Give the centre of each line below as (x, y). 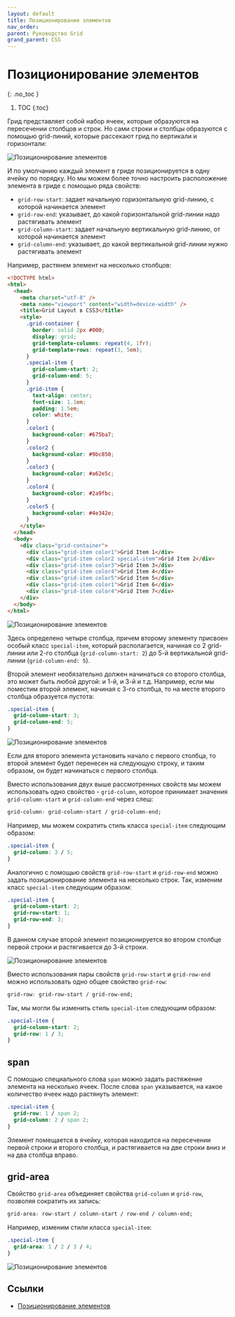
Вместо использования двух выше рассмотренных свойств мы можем (114, 784)
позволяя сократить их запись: (54, 1201)
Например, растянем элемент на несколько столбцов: (89, 265)
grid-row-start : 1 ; (42, 913)
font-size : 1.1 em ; (59, 402)
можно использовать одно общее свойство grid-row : (87, 981)
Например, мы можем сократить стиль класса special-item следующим (116, 825)
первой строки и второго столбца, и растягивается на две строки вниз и (116, 1147)
